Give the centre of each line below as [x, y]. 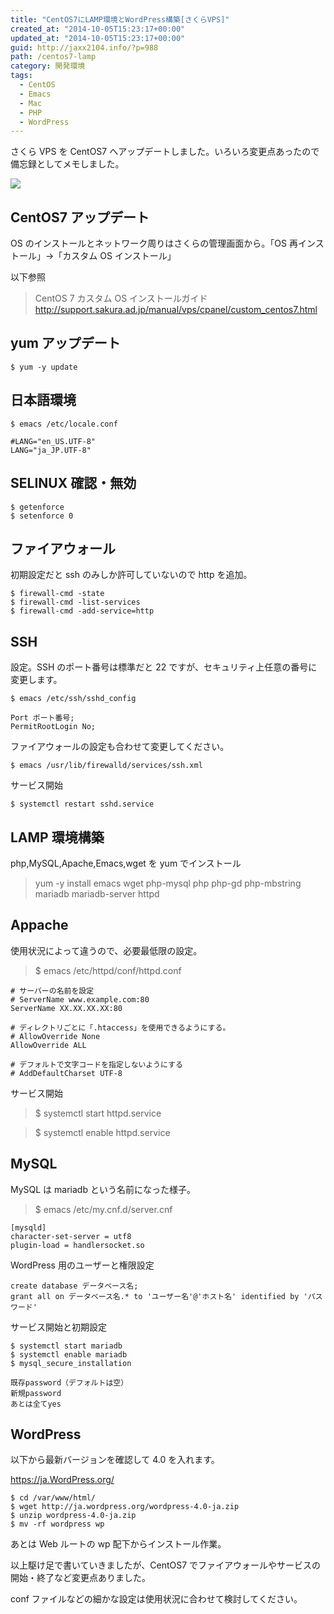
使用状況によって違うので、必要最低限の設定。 [106, 950]
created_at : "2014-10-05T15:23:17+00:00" [98, 29]
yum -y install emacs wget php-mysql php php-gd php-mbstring [168, 883]
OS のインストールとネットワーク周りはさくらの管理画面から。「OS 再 [154, 243]
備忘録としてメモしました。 [67, 164]
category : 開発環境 [48, 66]
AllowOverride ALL [48, 1045]
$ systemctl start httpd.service [98, 1113]
